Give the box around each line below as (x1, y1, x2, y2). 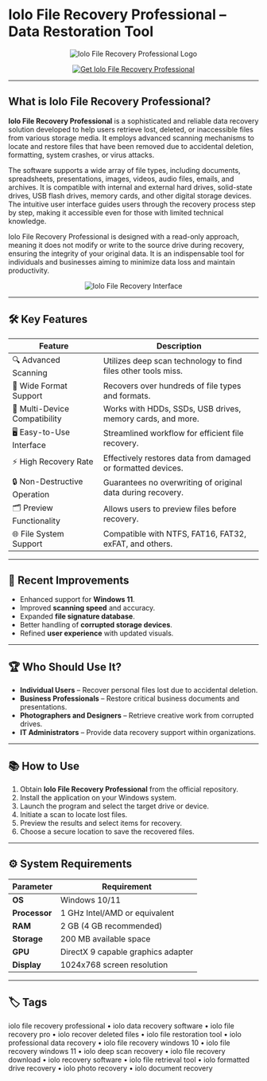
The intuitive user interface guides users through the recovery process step (8, 199, 256, 209)
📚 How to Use (8, 759, 80, 772)
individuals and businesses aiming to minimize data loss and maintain (8, 257, 236, 266)
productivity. (8, 265, 50, 275)
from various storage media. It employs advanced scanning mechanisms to (8, 133, 254, 143)
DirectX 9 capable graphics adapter (60, 946, 194, 957)
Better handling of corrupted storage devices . (19, 620, 173, 630)
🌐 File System (12, 528, 65, 539)
